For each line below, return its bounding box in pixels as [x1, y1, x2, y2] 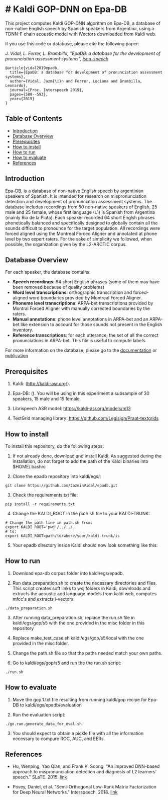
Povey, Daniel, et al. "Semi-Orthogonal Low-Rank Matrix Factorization [12, 784, 156, 790]
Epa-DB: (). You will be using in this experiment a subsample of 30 [12, 390, 149, 396]
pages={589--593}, [10, 92, 49, 97]
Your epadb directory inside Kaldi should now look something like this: [12, 542, 158, 548]
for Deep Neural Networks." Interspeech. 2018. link [12, 789, 118, 795]
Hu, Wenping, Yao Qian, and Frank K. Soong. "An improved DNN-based [12, 763, 160, 769]
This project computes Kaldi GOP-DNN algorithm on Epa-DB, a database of [5, 20, 160, 26]
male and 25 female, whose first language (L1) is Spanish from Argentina [5, 209, 155, 215]
